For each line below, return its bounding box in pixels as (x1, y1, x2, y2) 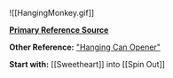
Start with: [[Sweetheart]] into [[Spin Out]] (9, 59, 166, 69)
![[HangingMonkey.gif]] (9, 8, 95, 18)
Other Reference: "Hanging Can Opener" (9, 42, 161, 52)
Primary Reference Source (9, 25, 109, 35)
